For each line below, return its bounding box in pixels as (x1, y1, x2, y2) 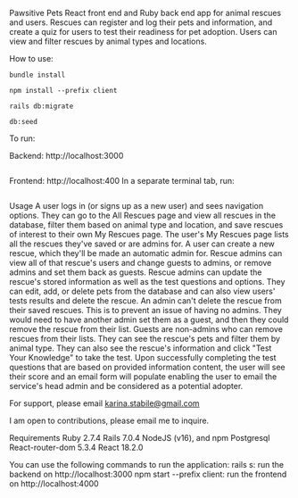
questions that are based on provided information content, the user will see (9, 361, 286, 372)
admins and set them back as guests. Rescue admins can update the (9, 267, 262, 278)
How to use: (9, 54, 54, 63)
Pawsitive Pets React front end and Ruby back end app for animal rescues (9, 8, 282, 18)
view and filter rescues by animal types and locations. (9, 36, 207, 46)
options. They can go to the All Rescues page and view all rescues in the (9, 210, 277, 220)
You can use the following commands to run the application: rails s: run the (9, 460, 284, 469)
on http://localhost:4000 (9, 478, 100, 489)
